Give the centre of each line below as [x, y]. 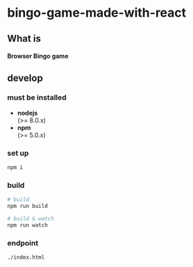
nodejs [27, 113]
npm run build [28, 207]
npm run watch [28, 225]
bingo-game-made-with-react [97, 13]
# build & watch [31, 219]
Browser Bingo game [38, 56]
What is [24, 39]
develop [25, 78]
